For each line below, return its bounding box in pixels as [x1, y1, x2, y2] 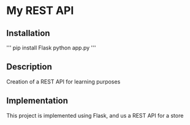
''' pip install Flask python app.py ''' [6, 44, 96, 51]
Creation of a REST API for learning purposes [6, 77, 121, 85]
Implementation [6, 96, 69, 106]
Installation [6, 28, 50, 38]
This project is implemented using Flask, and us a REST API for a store [6, 112, 184, 119]
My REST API [6, 4, 74, 18]
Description [6, 62, 52, 72]
